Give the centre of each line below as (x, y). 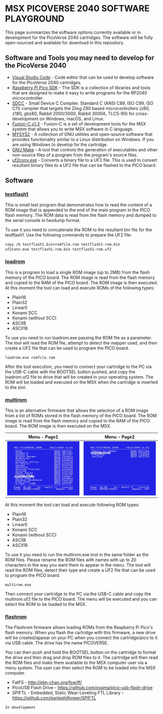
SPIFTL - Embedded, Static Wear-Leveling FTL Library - (68, 693)
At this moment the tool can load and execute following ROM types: (72, 505)
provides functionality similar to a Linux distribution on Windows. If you (83, 139)
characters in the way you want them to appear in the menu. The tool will (78, 565)
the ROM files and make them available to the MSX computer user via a (76, 663)
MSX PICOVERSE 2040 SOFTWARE (77, 9)
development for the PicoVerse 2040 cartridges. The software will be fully (79, 37)
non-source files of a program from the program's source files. (75, 155)
